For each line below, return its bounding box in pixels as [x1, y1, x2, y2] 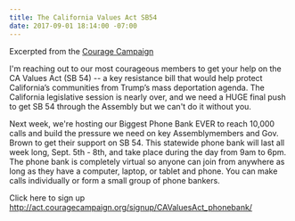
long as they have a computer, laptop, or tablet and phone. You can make [9, 166, 278, 176]
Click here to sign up [9, 192, 86, 203]
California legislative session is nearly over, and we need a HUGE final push [9, 91, 287, 102]
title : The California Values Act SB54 [9, 12, 158, 22]
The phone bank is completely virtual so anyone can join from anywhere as [9, 156, 285, 167]
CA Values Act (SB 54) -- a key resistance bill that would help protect [9, 72, 263, 83]
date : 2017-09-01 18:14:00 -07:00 [9, 21, 138, 30]
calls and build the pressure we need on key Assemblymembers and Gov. [9, 127, 279, 138]
